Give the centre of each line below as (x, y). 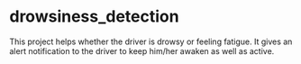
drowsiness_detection (94, 17)
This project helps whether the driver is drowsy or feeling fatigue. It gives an (151, 41)
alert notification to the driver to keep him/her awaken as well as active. (142, 50)
